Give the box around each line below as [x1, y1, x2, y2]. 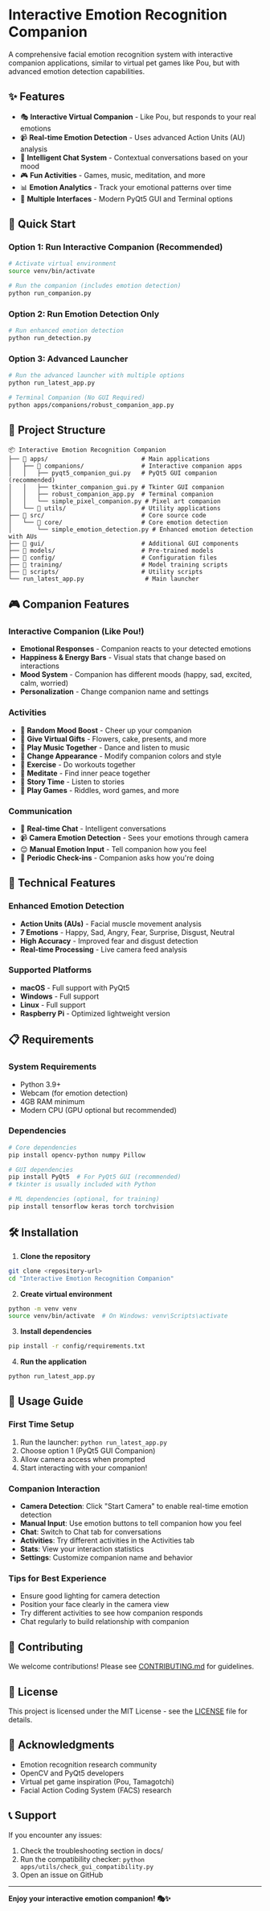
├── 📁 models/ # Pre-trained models [8, 546, 215, 555]
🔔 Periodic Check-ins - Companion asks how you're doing [19, 853, 215, 862]
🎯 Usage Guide [8, 1394, 84, 1408]
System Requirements [8, 1061, 97, 1073]
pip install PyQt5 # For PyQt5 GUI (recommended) [8, 1173, 182, 1182]
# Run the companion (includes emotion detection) [8, 282, 182, 290]
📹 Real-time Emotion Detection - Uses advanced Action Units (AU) [19, 132, 246, 142]
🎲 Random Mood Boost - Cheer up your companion [19, 725, 192, 735]
